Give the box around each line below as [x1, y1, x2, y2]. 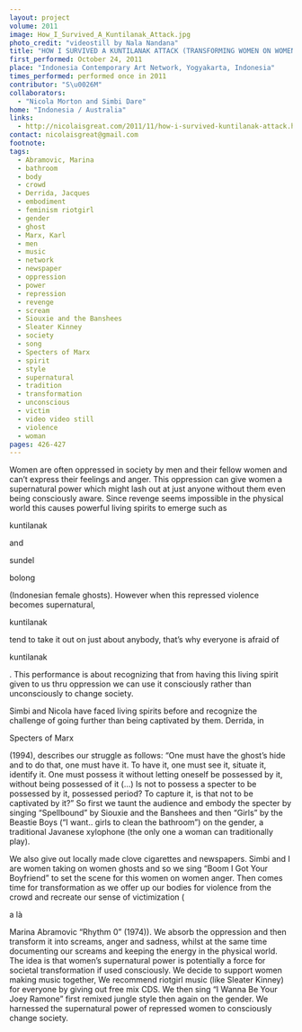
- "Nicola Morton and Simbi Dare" [17, 96, 147, 106]
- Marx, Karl [17, 230, 67, 239]
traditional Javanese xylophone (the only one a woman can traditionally [9, 827, 274, 838]
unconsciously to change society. [9, 688, 134, 699]
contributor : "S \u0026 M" [9, 80, 102, 89]
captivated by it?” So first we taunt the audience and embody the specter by [9, 798, 292, 809]
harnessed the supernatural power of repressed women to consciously [9, 1003, 272, 1014]
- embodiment [17, 197, 67, 207]
